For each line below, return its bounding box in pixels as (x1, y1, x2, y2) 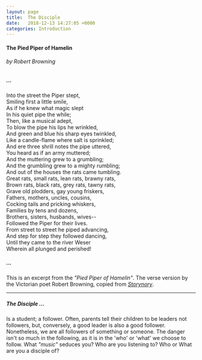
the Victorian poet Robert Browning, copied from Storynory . (6, 281, 155, 288)
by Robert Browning (6, 58, 56, 65)
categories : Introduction (6, 25, 71, 32)
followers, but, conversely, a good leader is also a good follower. (6, 321, 166, 329)
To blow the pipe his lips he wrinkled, (6, 124, 98, 131)
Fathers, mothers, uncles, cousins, (6, 194, 92, 202)
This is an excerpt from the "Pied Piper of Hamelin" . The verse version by (6, 275, 188, 282)
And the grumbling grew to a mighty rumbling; (6, 162, 120, 169)
